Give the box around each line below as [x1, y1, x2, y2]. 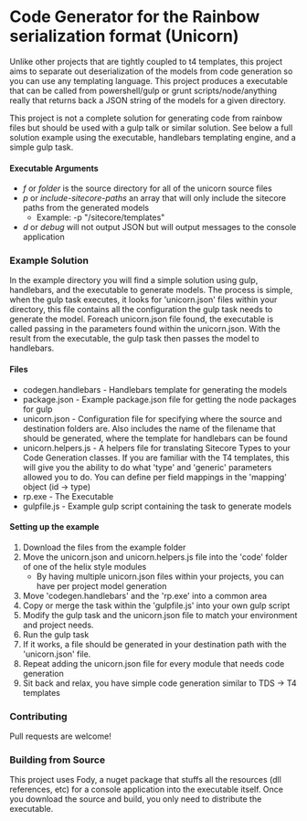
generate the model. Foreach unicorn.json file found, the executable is [9, 313, 274, 325]
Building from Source [9, 753, 106, 766]
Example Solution [9, 254, 90, 267]
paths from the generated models [22, 203, 149, 214]
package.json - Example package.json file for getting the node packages [22, 394, 297, 405]
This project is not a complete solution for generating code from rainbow [9, 112, 283, 123]
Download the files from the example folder [22, 542, 186, 553]
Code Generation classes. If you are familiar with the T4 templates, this [22, 452, 290, 463]
